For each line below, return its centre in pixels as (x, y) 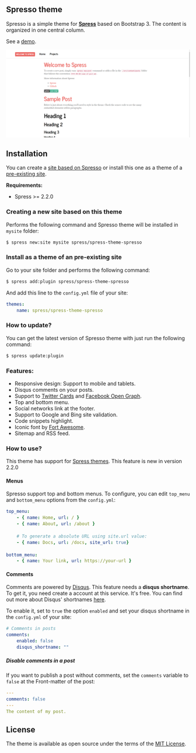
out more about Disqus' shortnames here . (56, 600)
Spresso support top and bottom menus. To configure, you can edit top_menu (98, 494)
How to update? (29, 326)
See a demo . (21, 41)
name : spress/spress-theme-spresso (60, 310)
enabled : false (35, 641)
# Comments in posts (31, 629)
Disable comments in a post (41, 660)
